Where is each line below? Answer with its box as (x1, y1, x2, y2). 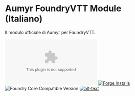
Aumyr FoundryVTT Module (5, 3, 121, 14)
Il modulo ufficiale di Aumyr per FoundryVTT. (5, 29, 96, 35)
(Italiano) (5, 13, 43, 24)
